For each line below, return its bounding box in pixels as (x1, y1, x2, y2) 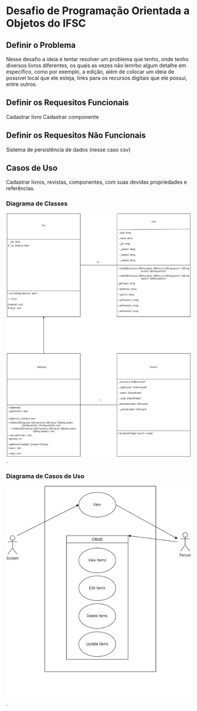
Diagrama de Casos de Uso (6, 472, 85, 480)
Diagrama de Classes (6, 200, 68, 208)
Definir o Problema (6, 40, 76, 50)
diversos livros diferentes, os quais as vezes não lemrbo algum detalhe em (6, 62, 186, 69)
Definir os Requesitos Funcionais (6, 98, 129, 108)
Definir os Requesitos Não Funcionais (6, 131, 146, 141)
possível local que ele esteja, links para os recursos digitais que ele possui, (6, 75, 188, 81)
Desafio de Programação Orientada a (6, 4, 190, 18)
